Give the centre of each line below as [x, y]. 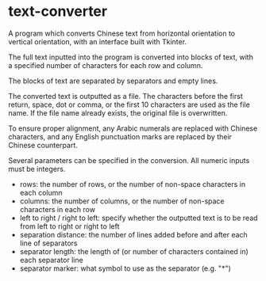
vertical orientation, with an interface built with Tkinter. [98, 41]
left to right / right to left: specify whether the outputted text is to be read [139, 218]
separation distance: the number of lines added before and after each [133, 234]
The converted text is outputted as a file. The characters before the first [126, 96]
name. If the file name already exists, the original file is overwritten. [118, 112]
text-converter [58, 11]
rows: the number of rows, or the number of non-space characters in [133, 184]
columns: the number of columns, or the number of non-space [122, 201]
